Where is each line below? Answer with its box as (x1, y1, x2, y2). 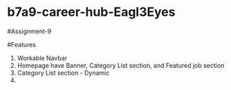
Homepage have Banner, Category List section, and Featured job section (17, 61, 225, 69)
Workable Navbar (17, 53, 68, 62)
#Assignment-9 (7, 27, 52, 35)
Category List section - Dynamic (17, 69, 110, 77)
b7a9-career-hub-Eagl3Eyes (7, 4, 176, 20)
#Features (7, 40, 37, 48)
